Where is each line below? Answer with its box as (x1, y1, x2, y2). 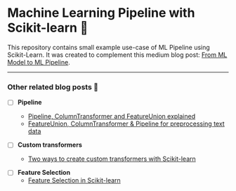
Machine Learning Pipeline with (7, 5, 195, 21)
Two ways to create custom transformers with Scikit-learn (27, 154, 197, 163)
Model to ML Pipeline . (7, 58, 70, 66)
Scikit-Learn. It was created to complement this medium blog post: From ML (7, 51, 228, 59)
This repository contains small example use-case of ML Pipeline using (7, 43, 211, 51)
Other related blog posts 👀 (7, 82, 98, 92)
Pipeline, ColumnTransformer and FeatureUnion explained (27, 112, 196, 121)
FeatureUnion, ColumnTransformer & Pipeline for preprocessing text (27, 119, 225, 128)
